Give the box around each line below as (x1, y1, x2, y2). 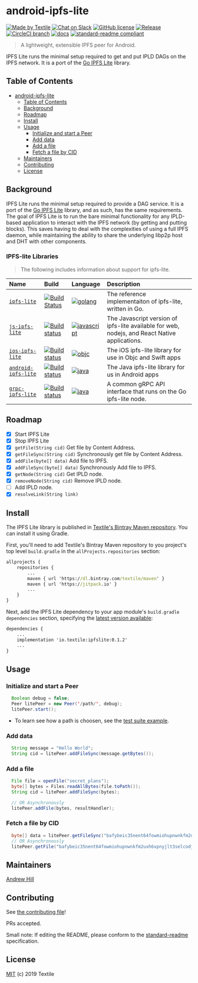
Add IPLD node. (14, 484, 53, 491)
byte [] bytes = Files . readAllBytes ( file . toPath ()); (11, 784, 141, 790)
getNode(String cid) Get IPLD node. (14, 471, 103, 478)
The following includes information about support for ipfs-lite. (20, 266, 170, 273)
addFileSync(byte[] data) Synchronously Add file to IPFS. (14, 464, 157, 471)
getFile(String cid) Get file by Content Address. (14, 444, 136, 451)
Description (107, 279, 140, 288)
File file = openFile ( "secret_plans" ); (11, 778, 110, 784)
